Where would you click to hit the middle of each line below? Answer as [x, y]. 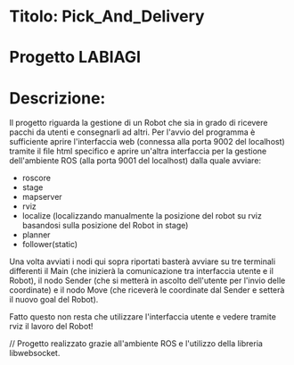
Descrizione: [57, 98]
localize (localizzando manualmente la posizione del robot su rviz [142, 216]
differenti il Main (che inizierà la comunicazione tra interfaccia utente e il [142, 271]
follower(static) [50, 245]
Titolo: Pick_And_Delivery [107, 17]
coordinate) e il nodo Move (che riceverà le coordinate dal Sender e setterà [147, 290]
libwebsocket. [35, 353]
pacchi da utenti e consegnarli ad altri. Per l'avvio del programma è [132, 132]
